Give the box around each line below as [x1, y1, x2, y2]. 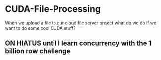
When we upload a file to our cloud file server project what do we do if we [5, 20, 157, 26]
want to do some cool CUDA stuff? [5, 25, 76, 30]
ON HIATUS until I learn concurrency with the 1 [5, 39, 152, 48]
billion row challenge [5, 47, 71, 55]
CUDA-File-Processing [5, 3, 101, 15]
